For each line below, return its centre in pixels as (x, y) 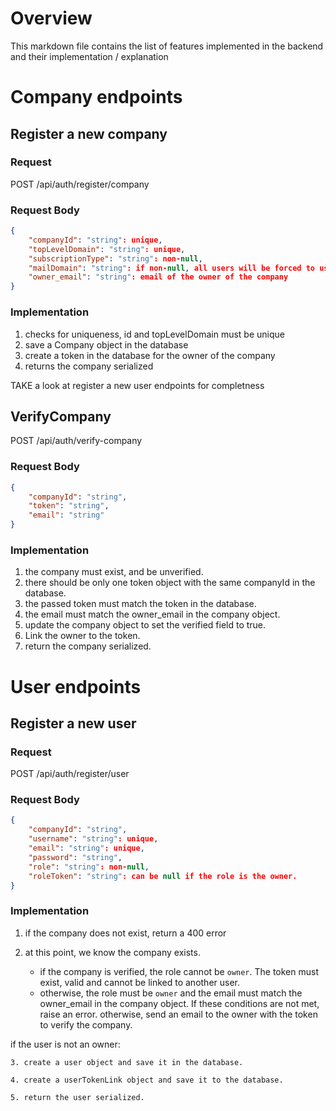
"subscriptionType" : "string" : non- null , (115, 258)
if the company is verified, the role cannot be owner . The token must (179, 971)
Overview (51, 18)
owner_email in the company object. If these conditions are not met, (179, 1003)
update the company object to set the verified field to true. (145, 625)
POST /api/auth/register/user (70, 774)
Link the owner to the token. (82, 636)
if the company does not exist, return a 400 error (125, 933)
